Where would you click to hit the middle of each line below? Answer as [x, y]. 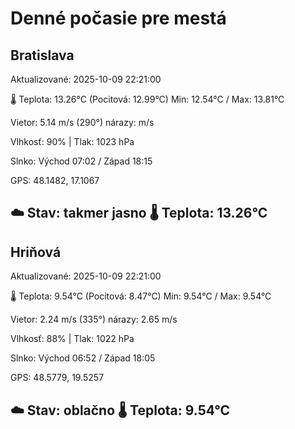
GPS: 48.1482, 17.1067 [55, 180]
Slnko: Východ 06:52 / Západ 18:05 [83, 358]
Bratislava [42, 55]
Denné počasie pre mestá [118, 18]
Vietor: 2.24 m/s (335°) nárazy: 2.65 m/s [94, 319]
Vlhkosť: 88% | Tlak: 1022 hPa [72, 339]
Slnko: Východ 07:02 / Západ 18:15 [81, 161]
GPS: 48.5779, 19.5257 [57, 378]
